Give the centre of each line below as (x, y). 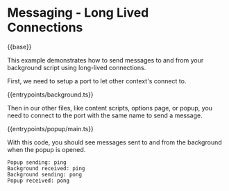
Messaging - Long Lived (78, 13)
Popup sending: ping (37, 162)
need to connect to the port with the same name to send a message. (105, 115)
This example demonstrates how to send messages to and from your (105, 60)
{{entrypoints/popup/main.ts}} (50, 128)
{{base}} (19, 47)
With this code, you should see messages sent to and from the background (114, 142)
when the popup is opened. (46, 149)
